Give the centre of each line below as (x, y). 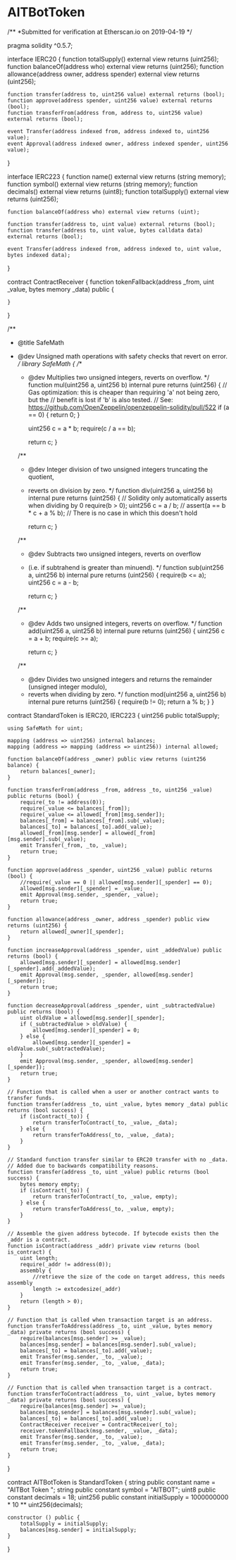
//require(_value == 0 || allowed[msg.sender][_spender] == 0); (116, 882)
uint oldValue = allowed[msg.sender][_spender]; (93, 1018)
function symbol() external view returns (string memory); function (103, 184)
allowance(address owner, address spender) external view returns (104, 74)
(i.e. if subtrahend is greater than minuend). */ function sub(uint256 (126, 567)
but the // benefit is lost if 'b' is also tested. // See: (101, 399)
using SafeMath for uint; (45, 728)
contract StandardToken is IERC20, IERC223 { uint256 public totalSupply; (113, 715)
